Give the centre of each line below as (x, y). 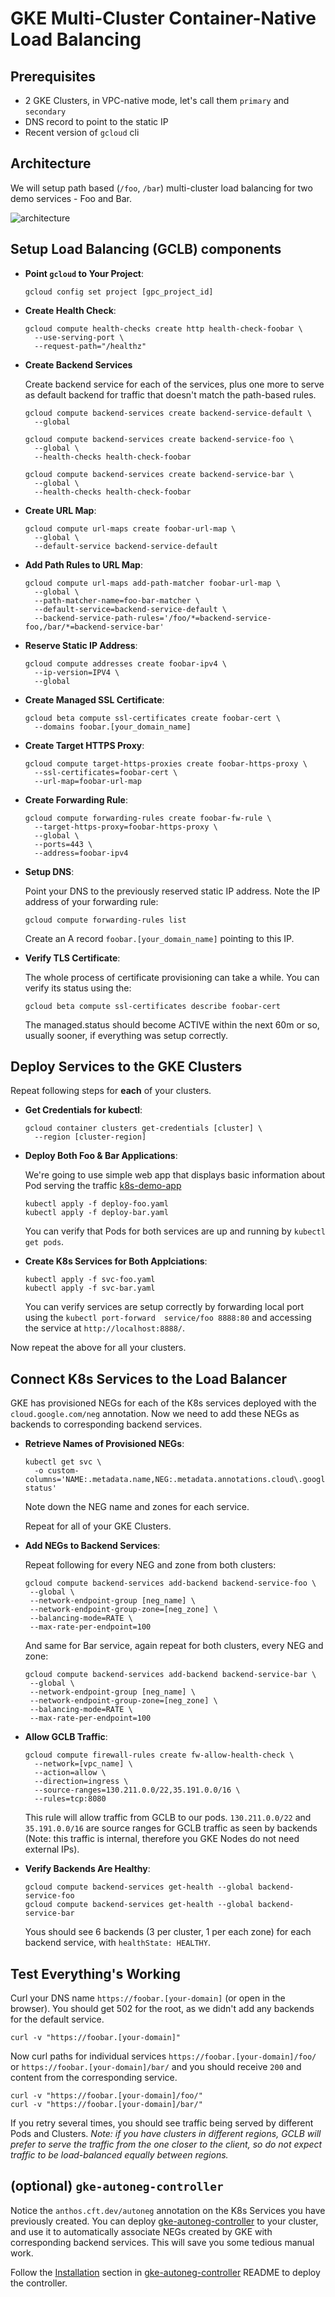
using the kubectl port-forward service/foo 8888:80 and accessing (168, 1318)
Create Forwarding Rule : (76, 799)
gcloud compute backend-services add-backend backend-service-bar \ (170, 1675)
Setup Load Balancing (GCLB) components (146, 249)
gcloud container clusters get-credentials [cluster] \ (143, 1128)
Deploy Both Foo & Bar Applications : (101, 1156)
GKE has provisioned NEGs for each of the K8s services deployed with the (163, 1403)
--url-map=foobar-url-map (88, 781)
